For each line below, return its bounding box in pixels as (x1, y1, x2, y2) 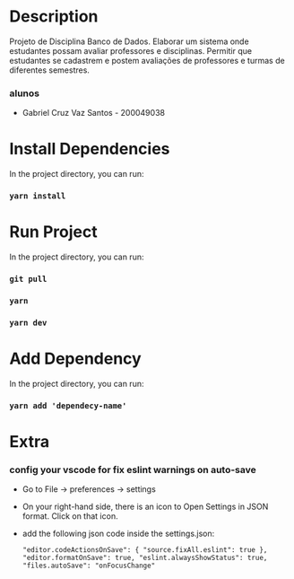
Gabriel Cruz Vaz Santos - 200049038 (22, 108, 166, 118)
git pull (9, 274, 48, 284)
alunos (9, 87, 40, 100)
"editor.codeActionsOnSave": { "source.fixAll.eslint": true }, (22, 546, 268, 555)
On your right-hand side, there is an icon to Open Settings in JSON (22, 501, 269, 513)
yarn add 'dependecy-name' (9, 400, 127, 410)
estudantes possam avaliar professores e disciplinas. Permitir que (9, 45, 253, 56)
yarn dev (9, 317, 48, 328)
